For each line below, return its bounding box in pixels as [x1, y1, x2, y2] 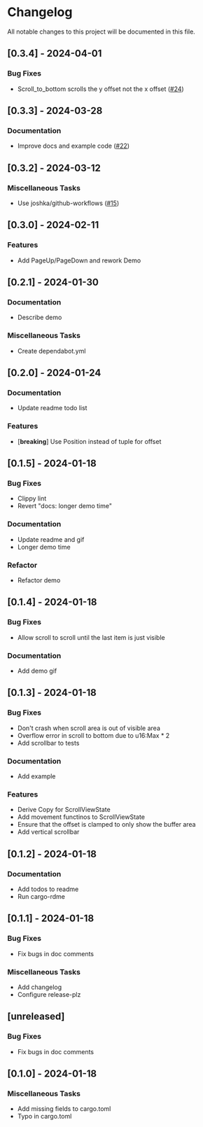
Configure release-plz [17, 990, 81, 998]
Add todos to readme [17, 885, 79, 893]
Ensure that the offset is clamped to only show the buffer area [17, 820, 196, 829]
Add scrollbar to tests [17, 738, 80, 747]
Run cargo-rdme [17, 892, 65, 900]
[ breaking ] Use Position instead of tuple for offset [17, 437, 162, 445]
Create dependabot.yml [17, 346, 86, 355]
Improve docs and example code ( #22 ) [17, 141, 130, 150]
